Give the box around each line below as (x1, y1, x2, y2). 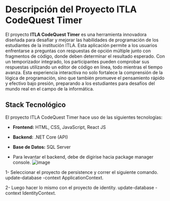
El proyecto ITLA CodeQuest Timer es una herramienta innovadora (5, 31, 147, 37)
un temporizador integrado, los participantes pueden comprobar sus (5, 58, 150, 64)
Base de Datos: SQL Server (12, 144, 71, 150)
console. (12, 159, 31, 165)
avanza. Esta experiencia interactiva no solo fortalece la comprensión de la (5, 69, 163, 75)
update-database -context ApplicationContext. (5, 174, 104, 181)
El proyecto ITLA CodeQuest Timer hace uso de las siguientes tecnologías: (5, 114, 162, 120)
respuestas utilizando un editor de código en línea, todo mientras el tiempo (5, 64, 163, 70)
